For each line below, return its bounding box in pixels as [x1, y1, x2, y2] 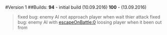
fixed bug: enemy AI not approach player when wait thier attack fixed [17, 14, 160, 19]
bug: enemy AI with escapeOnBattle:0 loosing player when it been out [17, 19, 162, 25]
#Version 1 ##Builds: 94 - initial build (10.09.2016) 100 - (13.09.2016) [5, 4, 147, 10]
